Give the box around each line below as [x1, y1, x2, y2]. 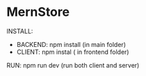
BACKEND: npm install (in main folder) [16, 40, 127, 48]
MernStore [6, 4, 70, 20]
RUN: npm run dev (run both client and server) [6, 61, 140, 69]
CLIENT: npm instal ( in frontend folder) [16, 48, 129, 56]
